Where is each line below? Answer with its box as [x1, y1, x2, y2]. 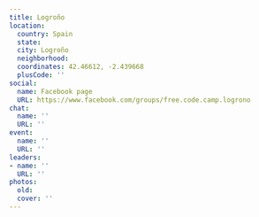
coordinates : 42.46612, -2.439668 [17, 63, 144, 72]
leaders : [9, 152, 42, 162]
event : [9, 128, 34, 137]
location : [9, 21, 46, 30]
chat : [9, 104, 29, 112]
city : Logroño [17, 46, 69, 55]
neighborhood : [17, 54, 69, 63]
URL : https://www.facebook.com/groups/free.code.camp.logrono [17, 95, 251, 105]
